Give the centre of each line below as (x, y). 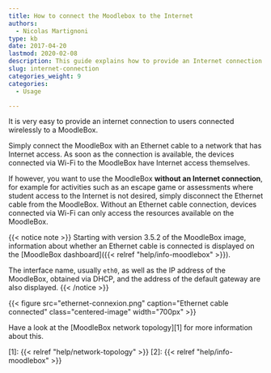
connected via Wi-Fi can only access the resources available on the (121, 213)
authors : (23, 24)
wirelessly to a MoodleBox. (53, 130)
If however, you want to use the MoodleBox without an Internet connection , (135, 178)
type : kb (23, 39)
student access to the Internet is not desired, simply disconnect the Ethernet (136, 196)
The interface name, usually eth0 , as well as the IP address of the (117, 270)
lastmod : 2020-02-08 (43, 54)
